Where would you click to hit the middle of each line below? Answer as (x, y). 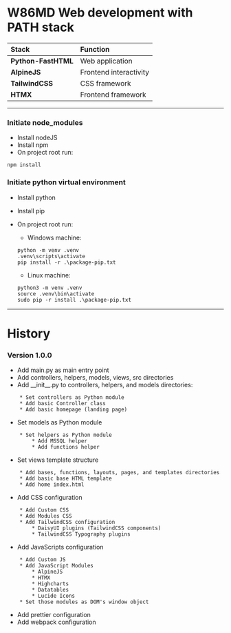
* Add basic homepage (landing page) (74, 410)
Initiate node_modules (45, 122)
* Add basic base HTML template (66, 479)
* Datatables (51, 590)
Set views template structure (58, 460)
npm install (24, 165)
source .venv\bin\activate (56, 294)
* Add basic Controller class (63, 404)
